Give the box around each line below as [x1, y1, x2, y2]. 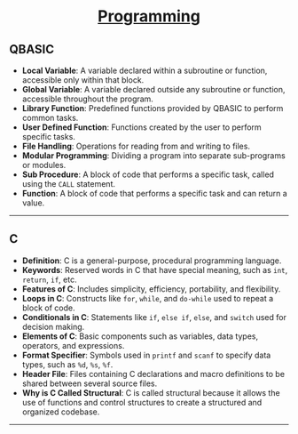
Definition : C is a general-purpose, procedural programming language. [21, 255, 282, 266]
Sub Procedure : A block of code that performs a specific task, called [21, 169, 275, 180]
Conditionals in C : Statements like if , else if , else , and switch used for [21, 311, 286, 322]
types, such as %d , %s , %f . [21, 358, 114, 370]
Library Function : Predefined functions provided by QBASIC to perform [21, 103, 284, 113]
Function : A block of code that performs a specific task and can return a [21, 189, 288, 198]
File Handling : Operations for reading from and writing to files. [21, 141, 251, 151]
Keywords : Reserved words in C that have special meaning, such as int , [21, 264, 288, 275]
